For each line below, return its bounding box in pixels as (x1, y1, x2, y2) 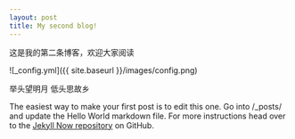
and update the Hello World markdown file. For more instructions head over (9, 110, 286, 121)
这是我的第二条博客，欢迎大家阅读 (9, 46, 135, 58)
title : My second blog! (9, 21, 98, 30)
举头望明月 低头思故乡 (9, 83, 90, 94)
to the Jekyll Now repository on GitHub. (9, 119, 154, 130)
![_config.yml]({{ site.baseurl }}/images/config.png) (9, 64, 198, 76)
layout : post (9, 12, 58, 22)
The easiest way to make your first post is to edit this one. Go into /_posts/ (9, 101, 283, 111)
